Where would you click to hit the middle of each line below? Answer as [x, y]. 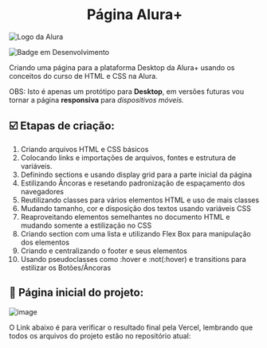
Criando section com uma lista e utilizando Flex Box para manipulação [136, 233]
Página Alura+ [135, 15]
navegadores [42, 191]
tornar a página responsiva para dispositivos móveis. [96, 100]
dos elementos [45, 242]
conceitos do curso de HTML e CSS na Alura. [83, 76]
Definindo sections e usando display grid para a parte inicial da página [136, 174]
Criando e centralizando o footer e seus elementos [104, 250]
